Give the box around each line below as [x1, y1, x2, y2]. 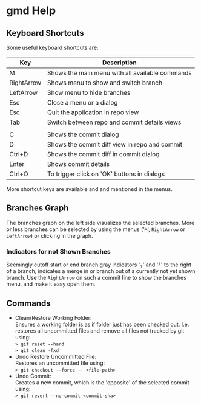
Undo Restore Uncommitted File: [15, 353, 97, 360]
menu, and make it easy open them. [6, 280, 96, 288]
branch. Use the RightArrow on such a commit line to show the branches [6, 274, 186, 282]
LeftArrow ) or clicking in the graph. [6, 232, 93, 239]
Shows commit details [47, 160, 110, 168]
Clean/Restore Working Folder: [15, 314, 92, 321]
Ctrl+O [9, 170, 28, 178]
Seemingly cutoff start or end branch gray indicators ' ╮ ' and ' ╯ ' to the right [6, 261, 192, 268]
